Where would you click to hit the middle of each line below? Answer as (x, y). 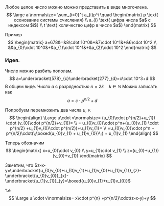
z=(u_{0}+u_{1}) (143, 150)
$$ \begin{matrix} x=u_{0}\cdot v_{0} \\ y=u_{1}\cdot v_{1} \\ (66, 150)
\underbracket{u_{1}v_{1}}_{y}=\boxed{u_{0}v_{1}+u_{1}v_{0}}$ (68, 180)
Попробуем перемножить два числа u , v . (48, 110)
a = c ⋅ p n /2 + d (82, 100)
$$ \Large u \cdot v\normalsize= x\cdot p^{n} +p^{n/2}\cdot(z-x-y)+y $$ (82, 198)
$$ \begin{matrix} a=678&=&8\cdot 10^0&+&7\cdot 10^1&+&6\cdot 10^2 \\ (82, 42)
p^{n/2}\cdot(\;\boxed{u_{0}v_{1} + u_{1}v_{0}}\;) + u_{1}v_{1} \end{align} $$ (82, 133)
